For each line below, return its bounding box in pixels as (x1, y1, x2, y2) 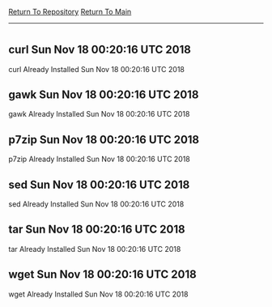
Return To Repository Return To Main (8, 7, 132, 16)
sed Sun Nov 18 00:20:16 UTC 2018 (8, 177, 190, 191)
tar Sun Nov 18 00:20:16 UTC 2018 (8, 223, 185, 237)
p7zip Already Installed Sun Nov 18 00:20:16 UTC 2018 (8, 154, 190, 164)
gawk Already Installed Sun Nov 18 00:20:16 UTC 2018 (8, 109, 190, 119)
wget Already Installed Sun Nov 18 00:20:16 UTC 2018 (8, 289, 189, 299)
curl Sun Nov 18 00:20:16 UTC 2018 (8, 43, 192, 57)
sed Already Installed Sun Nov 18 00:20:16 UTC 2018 (8, 199, 185, 209)
